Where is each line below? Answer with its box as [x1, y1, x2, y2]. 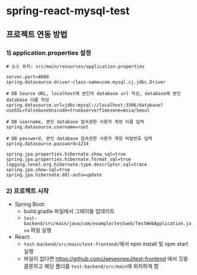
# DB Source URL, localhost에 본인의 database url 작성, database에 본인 [6, 90, 181, 96]
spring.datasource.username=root [6, 124, 89, 130]
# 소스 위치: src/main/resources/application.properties [6, 64, 145, 69]
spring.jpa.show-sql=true [6, 166, 70, 173]
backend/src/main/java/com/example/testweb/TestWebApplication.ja [23, 221, 192, 227]
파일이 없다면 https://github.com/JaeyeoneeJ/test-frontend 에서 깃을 [23, 255, 189, 263]
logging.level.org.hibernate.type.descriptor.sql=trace [6, 162, 147, 167]
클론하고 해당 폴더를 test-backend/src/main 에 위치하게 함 [23, 263, 159, 270]
